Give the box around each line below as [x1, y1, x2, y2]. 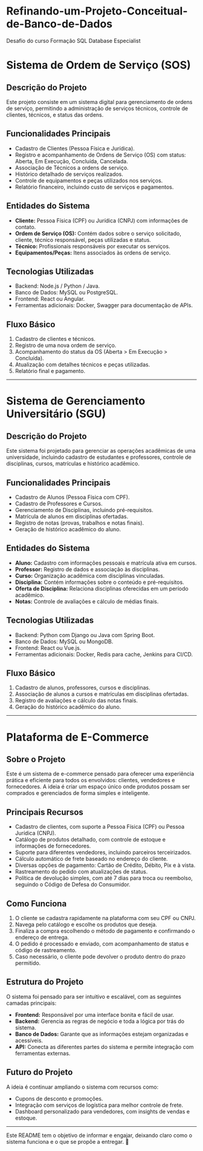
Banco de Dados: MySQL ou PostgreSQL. [14, 289, 118, 296]
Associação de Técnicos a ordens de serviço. [14, 164, 129, 171]
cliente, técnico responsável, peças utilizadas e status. [14, 236, 151, 243]
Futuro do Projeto [6, 1067, 73, 1077]
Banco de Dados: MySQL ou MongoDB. [14, 638, 114, 645]
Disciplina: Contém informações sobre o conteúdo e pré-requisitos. [14, 579, 184, 586]
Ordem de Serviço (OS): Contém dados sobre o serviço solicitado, [14, 230, 181, 237]
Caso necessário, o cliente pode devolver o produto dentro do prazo [14, 953, 186, 961]
